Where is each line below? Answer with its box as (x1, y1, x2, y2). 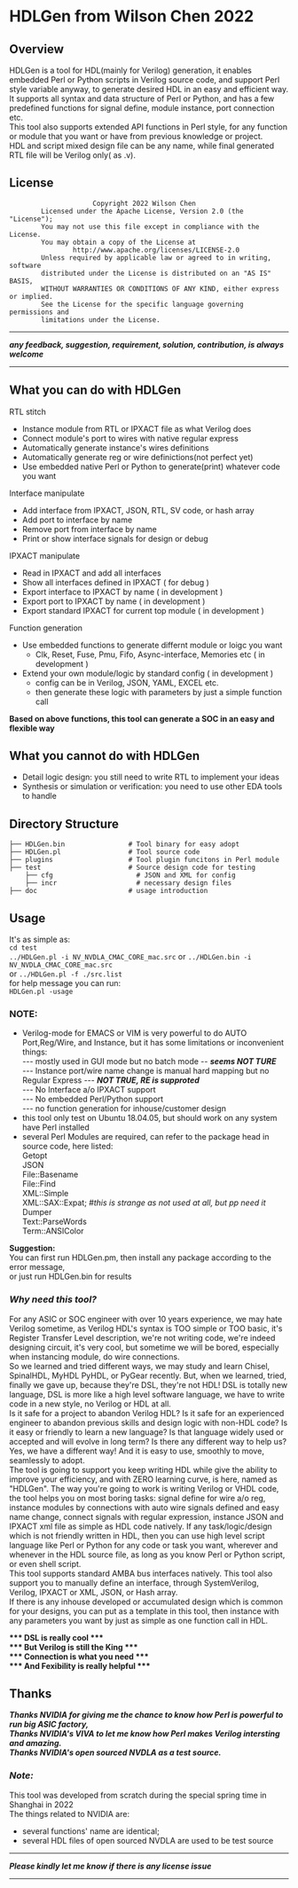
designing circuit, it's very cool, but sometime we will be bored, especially (9, 1342, 279, 1352)
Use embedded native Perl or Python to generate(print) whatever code (21, 461, 281, 472)
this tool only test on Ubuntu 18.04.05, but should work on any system (21, 1113, 278, 1124)
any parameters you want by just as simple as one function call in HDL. (9, 1615, 269, 1626)
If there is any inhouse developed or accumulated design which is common (9, 1596, 284, 1607)
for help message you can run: (9, 978, 122, 989)
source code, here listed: (21, 1141, 114, 1152)
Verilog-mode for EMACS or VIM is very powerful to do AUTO (21, 1028, 247, 1038)
